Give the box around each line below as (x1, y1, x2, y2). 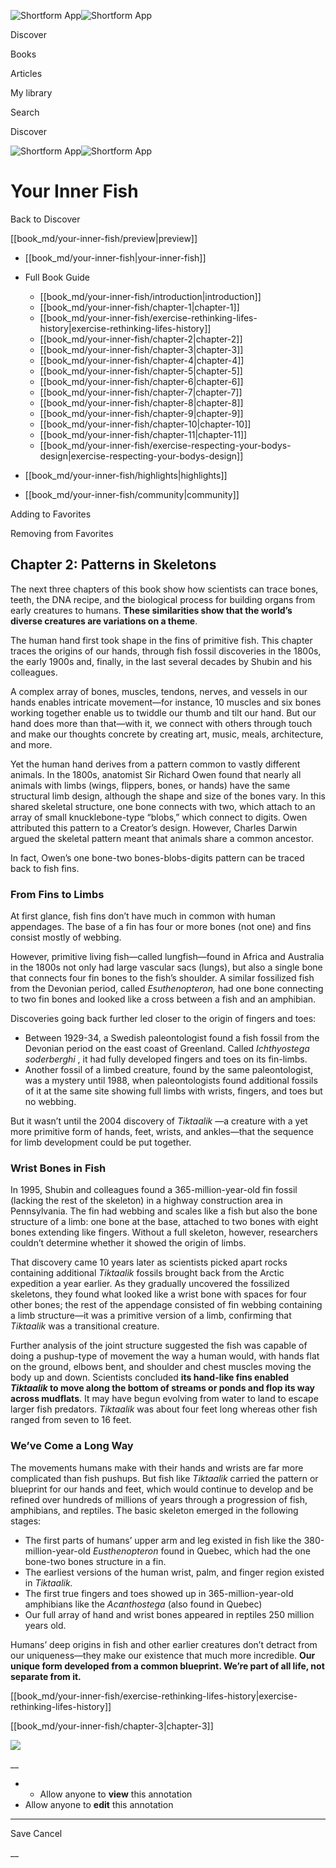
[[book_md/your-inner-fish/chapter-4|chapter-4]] (39, 354, 245, 366)
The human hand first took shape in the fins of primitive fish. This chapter (10, 634, 313, 646)
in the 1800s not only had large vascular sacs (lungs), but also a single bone (10, 961, 323, 974)
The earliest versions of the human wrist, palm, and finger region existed (24, 1566, 325, 1578)
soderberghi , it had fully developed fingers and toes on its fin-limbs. (24, 1053, 308, 1065)
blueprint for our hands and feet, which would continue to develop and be (10, 1483, 314, 1495)
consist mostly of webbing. (10, 931, 122, 944)
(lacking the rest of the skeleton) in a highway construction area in (10, 1195, 283, 1207)
